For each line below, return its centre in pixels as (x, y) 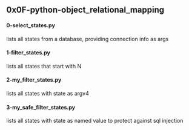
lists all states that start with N (44, 66)
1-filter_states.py (28, 53)
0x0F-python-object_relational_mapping (85, 10)
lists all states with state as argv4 (48, 93)
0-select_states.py (31, 25)
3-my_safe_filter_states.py (41, 107)
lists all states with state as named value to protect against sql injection (95, 121)
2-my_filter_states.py (34, 80)
